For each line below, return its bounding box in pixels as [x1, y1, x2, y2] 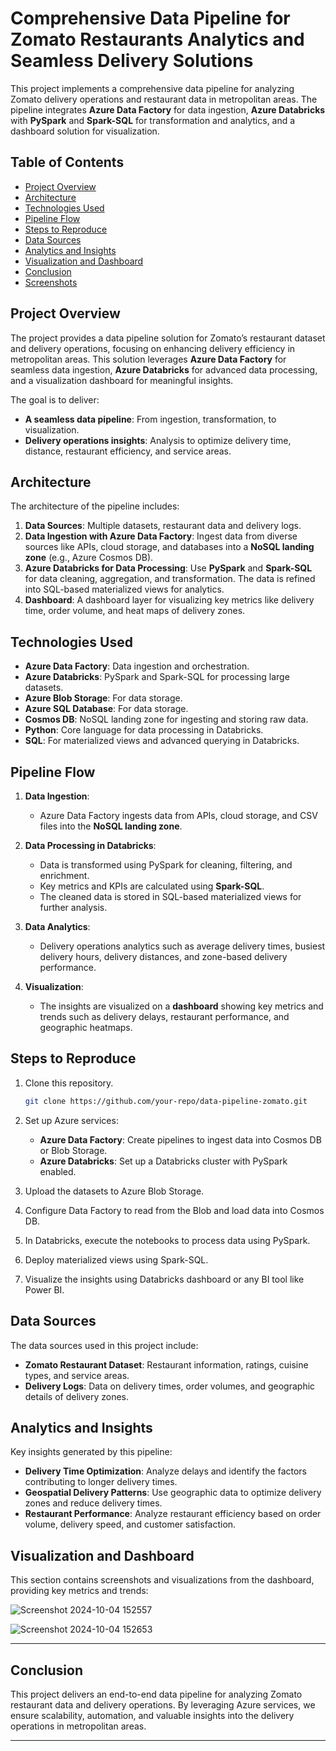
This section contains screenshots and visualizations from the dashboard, [10, 1574, 315, 1586]
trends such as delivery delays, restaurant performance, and [39, 1011, 290, 1022]
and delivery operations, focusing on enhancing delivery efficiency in [10, 342, 296, 354]
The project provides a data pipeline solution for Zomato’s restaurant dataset [10, 332, 326, 344]
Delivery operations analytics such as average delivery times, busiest [39, 940, 326, 952]
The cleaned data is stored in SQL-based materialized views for [39, 891, 302, 902]
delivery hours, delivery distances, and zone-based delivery [39, 951, 288, 962]
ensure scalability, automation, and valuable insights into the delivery [10, 1709, 295, 1721]
